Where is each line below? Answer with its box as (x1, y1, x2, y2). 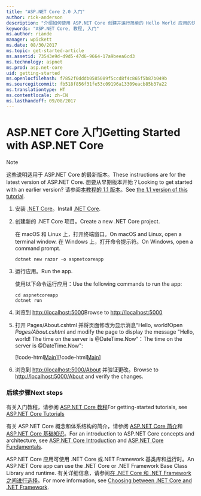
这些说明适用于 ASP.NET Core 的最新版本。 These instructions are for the (6, 171, 186, 178)
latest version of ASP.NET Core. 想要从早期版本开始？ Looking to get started (6, 178, 193, 186)
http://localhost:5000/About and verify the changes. (14, 373, 144, 380)
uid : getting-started (6, 70, 60, 76)
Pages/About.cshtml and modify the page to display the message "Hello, (14, 328, 194, 335)
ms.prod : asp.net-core (6, 64, 63, 71)
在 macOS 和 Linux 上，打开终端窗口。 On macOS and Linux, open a (14, 230, 182, 237)
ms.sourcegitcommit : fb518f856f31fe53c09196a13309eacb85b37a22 (6, 81, 167, 87)
